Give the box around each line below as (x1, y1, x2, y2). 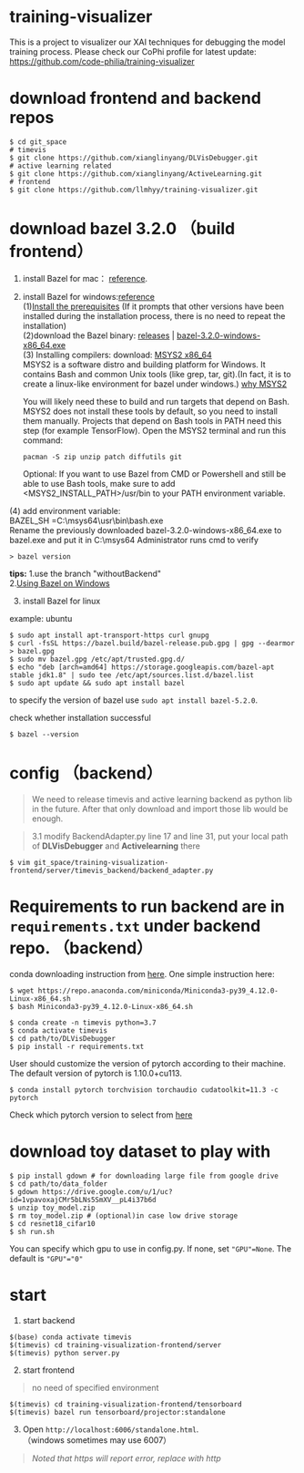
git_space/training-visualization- (33, 858, 169, 867)
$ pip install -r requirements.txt (9, 1042, 145, 1051)
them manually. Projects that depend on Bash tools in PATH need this (22, 415, 282, 426)
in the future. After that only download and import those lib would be (31, 803, 289, 814)
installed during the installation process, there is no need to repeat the (22, 310, 286, 321)
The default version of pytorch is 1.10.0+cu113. (9, 1067, 182, 1078)
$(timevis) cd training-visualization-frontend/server (9, 1340, 222, 1350)
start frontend (22, 1365, 76, 1375)
